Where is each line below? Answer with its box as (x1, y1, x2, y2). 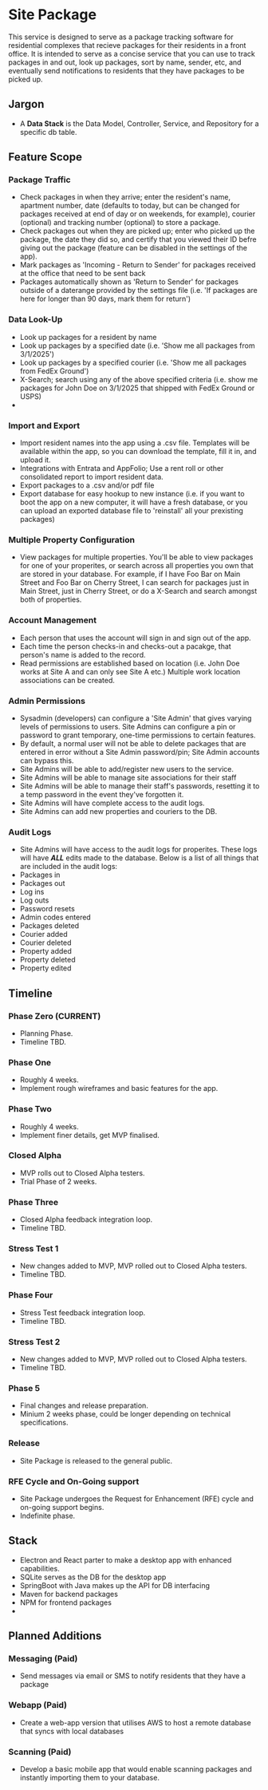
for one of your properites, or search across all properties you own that (19, 561, 254, 571)
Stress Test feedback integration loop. (19, 1307, 146, 1318)
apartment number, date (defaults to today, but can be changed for (19, 201, 240, 211)
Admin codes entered (19, 912, 92, 923)
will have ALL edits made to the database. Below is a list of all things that (19, 853, 259, 863)
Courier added (19, 930, 68, 939)
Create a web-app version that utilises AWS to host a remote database (19, 1717, 251, 1727)
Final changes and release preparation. (19, 1401, 149, 1410)
